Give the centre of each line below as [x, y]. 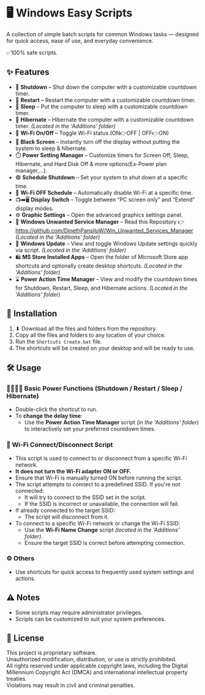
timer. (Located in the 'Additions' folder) [65, 126]
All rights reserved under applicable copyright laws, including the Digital [97, 666]
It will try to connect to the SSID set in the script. [85, 497]
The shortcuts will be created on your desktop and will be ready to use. [105, 348]
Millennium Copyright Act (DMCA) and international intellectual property [97, 672]
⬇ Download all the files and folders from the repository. [86, 328]
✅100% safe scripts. [32, 52]
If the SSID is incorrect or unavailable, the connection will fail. [102, 503]
